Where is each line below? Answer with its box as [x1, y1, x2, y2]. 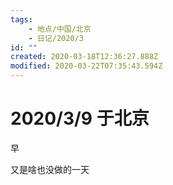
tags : [10, 14, 33, 25]
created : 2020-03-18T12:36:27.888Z [10, 52, 159, 62]
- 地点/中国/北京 [28, 24, 92, 34]
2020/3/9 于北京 [10, 107, 150, 130]
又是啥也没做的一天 [10, 163, 90, 175]
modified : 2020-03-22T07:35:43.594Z [10, 61, 163, 71]
